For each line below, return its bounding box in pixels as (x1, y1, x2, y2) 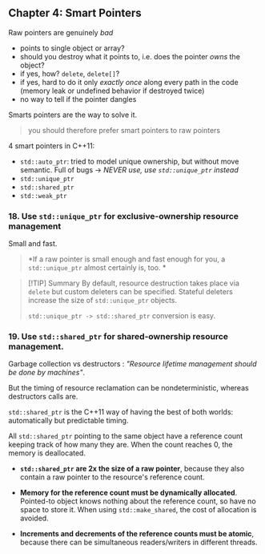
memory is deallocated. (8, 448, 86, 458)
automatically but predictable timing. (8, 416, 129, 426)
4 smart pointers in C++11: (8, 140, 95, 151)
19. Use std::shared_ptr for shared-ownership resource (8, 331, 229, 342)
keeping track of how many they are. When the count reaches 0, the (8, 440, 233, 450)
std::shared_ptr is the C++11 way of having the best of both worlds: (8, 407, 234, 417)
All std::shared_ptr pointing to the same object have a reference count (8, 431, 243, 441)
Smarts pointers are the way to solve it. (8, 110, 138, 119)
